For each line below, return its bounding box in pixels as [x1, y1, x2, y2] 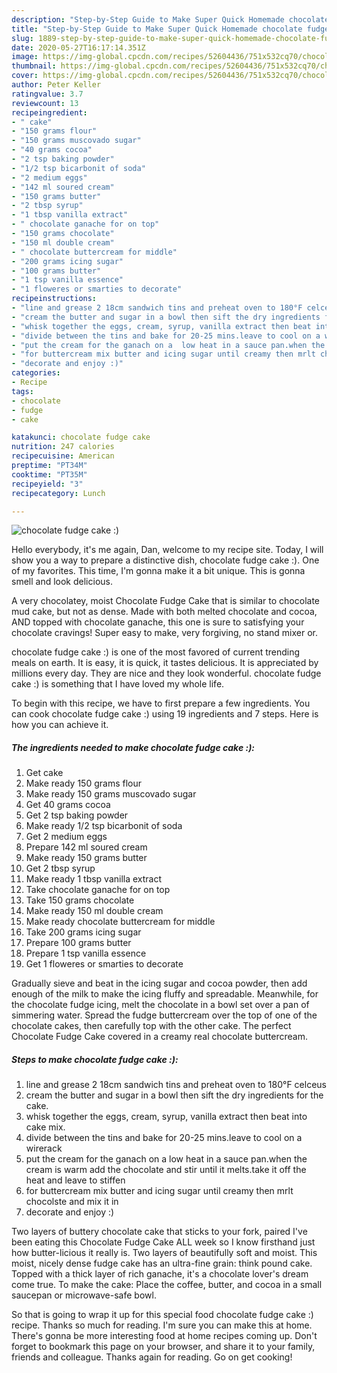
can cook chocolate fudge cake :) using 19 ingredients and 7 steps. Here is [11, 708, 319, 720]
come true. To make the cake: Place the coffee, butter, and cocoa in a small [11, 1279, 323, 1291]
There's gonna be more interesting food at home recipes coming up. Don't [11, 1330, 318, 1342]
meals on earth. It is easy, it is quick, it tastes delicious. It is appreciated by [11, 657, 319, 669]
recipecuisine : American [11, 451, 115, 461]
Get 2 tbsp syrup [25, 862, 96, 875]
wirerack [25, 1142, 63, 1155]
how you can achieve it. [11, 719, 109, 731]
